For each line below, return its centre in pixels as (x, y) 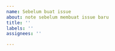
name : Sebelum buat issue (39, 12)
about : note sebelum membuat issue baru (58, 17)
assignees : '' (24, 34)
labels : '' (20, 28)
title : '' (19, 23)
